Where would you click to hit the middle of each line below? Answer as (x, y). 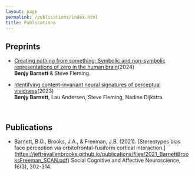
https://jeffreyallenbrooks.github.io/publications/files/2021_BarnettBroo (103, 154)
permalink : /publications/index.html (52, 17)
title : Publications (31, 22)
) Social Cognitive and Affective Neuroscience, (124, 160)
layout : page (22, 12)
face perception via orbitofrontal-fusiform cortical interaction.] (90, 148)
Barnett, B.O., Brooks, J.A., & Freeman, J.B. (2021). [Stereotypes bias (97, 141)
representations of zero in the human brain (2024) (74, 67)
